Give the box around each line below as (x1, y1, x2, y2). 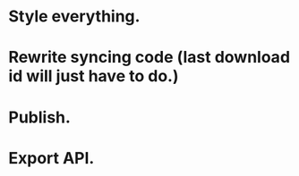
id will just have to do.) (8, 66, 179, 87)
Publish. (8, 107, 71, 127)
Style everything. (8, 6, 141, 27)
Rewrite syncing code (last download (8, 47, 291, 68)
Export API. (8, 147, 95, 168)
